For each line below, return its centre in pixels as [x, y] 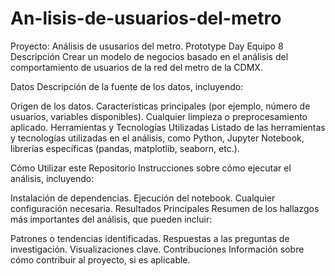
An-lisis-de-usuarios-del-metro [146, 18]
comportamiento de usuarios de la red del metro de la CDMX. [136, 67]
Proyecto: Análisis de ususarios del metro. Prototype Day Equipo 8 [147, 46]
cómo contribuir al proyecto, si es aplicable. [100, 259]
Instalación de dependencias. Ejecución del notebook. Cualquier [143, 198]
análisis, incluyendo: [52, 178]
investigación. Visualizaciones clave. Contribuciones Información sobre [157, 249]
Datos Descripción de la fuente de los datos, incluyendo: [127, 86]
